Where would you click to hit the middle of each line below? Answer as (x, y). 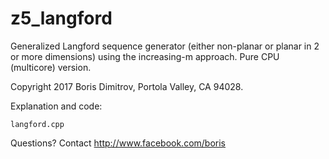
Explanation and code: (56, 106)
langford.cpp (37, 124)
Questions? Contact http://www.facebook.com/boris (118, 143)
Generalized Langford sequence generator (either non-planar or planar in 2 (165, 46)
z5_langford (61, 18)
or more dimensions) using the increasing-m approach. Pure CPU (145, 56)
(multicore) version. (51, 67)
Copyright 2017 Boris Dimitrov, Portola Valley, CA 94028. (127, 86)
